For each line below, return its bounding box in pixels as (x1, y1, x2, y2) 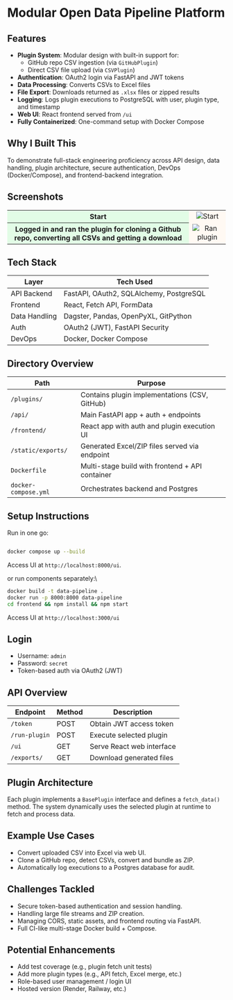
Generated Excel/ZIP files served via (80, 442, 199, 451)
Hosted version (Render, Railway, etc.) (17, 985, 127, 993)
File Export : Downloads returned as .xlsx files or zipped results (17, 88, 200, 96)
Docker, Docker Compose (63, 334, 148, 344)
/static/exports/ (10, 446, 68, 455)
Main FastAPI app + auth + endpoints (80, 410, 201, 420)
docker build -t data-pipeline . (7, 588, 104, 595)
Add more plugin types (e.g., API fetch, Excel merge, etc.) (17, 970, 182, 978)
